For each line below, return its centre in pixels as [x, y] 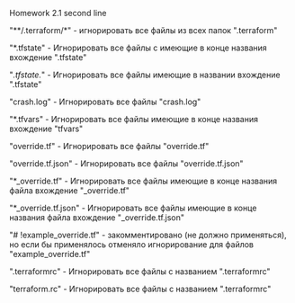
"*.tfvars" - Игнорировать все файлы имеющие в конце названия [134, 119]
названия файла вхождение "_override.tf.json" [97, 218]
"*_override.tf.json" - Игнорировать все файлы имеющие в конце [133, 208]
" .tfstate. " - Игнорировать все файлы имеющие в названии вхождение [145, 75]
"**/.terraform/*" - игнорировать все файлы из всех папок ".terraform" [143, 30]
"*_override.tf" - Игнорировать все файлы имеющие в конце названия [143, 181]
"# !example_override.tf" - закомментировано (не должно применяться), [148, 235]
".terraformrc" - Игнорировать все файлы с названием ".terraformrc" [140, 272]
